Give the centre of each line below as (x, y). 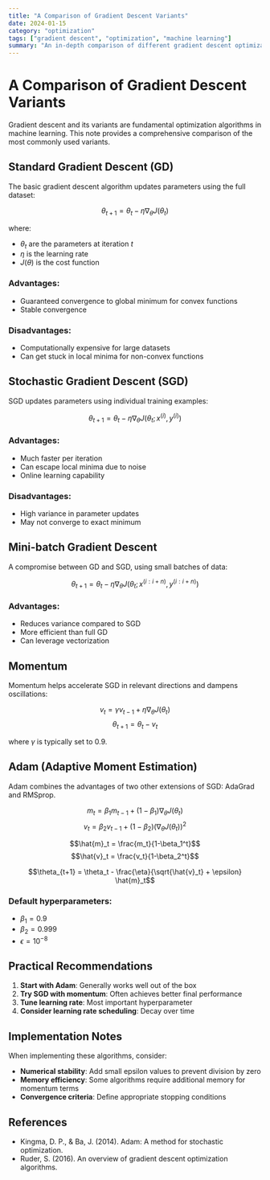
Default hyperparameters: (60, 901)
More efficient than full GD (64, 633)
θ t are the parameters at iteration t (77, 244)
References (38, 1122)
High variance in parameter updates (79, 513)
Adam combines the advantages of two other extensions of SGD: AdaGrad (131, 786)
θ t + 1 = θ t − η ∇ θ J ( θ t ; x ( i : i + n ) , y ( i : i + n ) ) (135, 584)
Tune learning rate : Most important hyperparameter (106, 1002)
